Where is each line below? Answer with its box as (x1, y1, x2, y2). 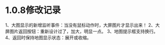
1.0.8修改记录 (5, 4, 61, 16)
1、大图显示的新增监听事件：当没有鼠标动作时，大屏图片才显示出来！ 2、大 (5, 22, 160, 28)
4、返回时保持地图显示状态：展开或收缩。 (5, 34, 91, 40)
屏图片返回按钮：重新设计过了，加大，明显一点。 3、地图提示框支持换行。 (5, 28, 158, 34)
